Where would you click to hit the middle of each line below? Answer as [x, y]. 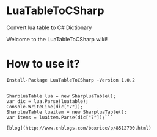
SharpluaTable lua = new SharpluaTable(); [61, 96]
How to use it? [43, 64]
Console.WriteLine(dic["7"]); [45, 107]
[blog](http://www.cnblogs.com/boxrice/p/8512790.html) [79, 128]
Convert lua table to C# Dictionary [49, 27]
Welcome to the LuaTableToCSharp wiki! [57, 39]
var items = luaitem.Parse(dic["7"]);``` [60, 117]
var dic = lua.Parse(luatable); [47, 101]
